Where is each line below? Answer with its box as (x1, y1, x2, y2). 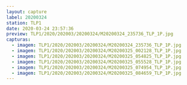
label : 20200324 (6, 14, 47, 20)
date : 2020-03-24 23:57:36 (6, 25, 74, 32)
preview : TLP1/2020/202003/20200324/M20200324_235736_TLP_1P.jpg (6, 31, 173, 37)
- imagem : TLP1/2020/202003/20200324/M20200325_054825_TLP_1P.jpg (11, 53, 182, 59)
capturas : (6, 37, 31, 42)
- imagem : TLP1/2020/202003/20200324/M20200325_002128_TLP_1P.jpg (11, 48, 182, 54)
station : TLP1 (6, 20, 42, 26)
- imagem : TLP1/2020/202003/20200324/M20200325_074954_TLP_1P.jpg (11, 64, 182, 71)
